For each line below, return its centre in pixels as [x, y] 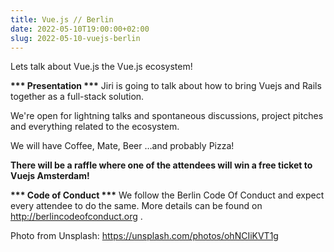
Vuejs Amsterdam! [50, 176]
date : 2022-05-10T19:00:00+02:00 [80, 29]
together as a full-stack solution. [77, 97]
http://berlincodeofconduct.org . [76, 217]
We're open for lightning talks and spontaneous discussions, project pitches [167, 116]
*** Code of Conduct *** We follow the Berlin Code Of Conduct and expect [167, 195]
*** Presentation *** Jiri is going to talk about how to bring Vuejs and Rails [166, 86]
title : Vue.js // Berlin [62, 19]
